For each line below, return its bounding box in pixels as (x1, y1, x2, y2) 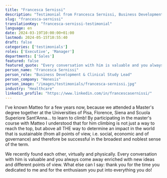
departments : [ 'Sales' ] (5, 53, 55, 59)
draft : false (5, 40, 32, 45)
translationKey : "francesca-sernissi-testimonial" (5, 21, 112, 26)
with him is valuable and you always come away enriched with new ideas (5, 157, 155, 163)
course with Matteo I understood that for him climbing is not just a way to (5, 120, 155, 126)
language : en (5, 26, 32, 31)
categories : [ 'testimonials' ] (5, 44, 68, 49)
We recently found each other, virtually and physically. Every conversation (5, 151, 158, 157)
